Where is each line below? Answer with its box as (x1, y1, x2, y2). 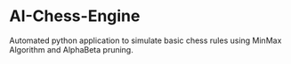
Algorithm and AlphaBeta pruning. (9, 44, 133, 54)
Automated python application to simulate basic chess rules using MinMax (9, 35, 282, 46)
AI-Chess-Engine (9, 6, 141, 26)
